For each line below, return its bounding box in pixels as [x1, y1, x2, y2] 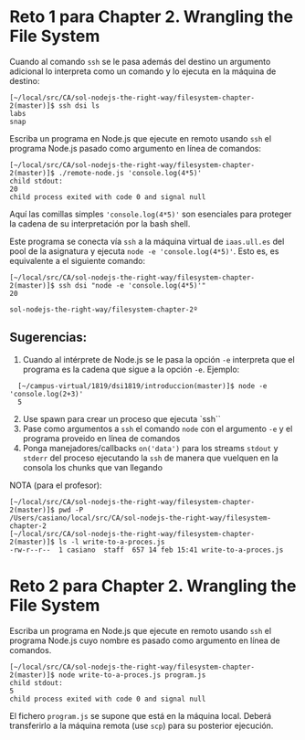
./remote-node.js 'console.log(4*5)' [58, 168, 203, 177]
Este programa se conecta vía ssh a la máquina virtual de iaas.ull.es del [9, 236, 285, 247]
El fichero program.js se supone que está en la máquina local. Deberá [9, 710, 272, 721]
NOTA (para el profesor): [9, 480, 102, 491]
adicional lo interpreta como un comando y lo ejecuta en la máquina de [9, 66, 277, 77]
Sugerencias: [9, 330, 88, 345]
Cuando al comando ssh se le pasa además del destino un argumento [9, 56, 271, 67]
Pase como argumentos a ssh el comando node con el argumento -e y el [22, 423, 293, 434]
